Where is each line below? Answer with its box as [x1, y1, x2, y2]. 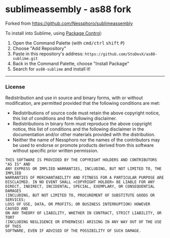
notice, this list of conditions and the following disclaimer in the [12, 126, 144, 132]
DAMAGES [5, 188, 22, 193]
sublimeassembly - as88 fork [5, 4, 132, 15]
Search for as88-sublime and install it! [12, 66, 91, 72]
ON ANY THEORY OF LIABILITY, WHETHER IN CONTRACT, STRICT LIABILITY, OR [5, 211, 162, 216]
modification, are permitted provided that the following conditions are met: [5, 100, 160, 106]
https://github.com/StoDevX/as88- [84, 52, 158, 57]
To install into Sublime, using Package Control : [5, 30, 102, 36]
